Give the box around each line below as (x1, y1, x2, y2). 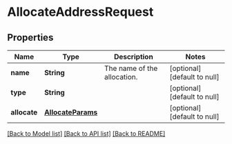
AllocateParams (43, 107, 98, 117)
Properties (7, 32, 54, 43)
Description (113, 52, 153, 61)
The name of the (104, 63, 158, 73)
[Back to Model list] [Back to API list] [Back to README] (7, 130, 166, 138)
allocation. (104, 72, 138, 81)
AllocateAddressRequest (7, 4, 154, 20)
